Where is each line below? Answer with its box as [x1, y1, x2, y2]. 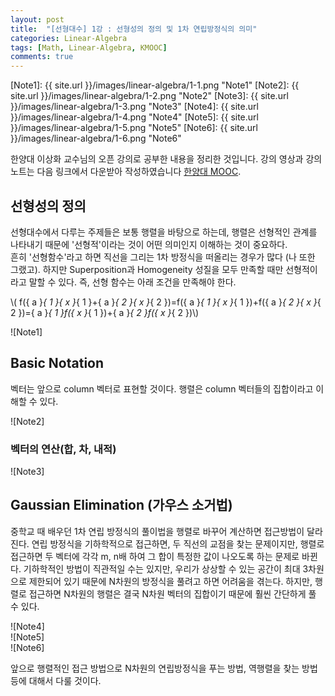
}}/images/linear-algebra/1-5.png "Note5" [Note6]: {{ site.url [10, 122, 258, 134]
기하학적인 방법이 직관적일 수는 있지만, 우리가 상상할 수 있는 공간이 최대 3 [23, 562, 309, 575]
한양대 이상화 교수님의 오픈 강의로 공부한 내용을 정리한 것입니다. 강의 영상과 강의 [10, 153, 323, 165]
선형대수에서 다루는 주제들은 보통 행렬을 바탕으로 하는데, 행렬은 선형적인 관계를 [10, 226, 318, 238]
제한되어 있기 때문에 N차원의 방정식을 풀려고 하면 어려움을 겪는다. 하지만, [28, 575, 313, 587]
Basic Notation [10, 355, 105, 372]
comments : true [10, 52, 74, 62]
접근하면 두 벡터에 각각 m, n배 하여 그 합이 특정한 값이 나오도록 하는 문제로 [10, 550, 300, 562]
